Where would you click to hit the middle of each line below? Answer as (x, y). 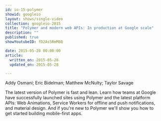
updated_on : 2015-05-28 (34, 65)
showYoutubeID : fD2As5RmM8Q (34, 42)
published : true (22, 38)
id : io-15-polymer (24, 10)
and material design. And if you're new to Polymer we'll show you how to (79, 108)
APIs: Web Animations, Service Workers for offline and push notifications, (80, 103)
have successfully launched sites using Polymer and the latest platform (78, 98)
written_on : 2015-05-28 (34, 60)
